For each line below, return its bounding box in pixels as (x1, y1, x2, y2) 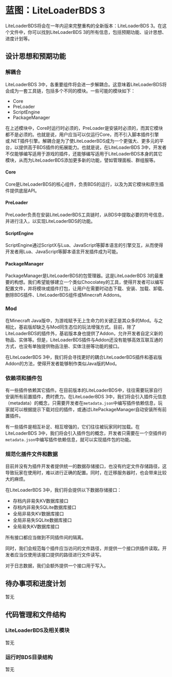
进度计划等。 (5, 35, 32, 42)
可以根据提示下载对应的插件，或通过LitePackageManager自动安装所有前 (14, 407, 167, 413)
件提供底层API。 (5, 187, 40, 194)
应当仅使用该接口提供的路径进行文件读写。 (14, 552, 104, 558)
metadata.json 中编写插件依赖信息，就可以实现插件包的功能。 (5, 437, 134, 443)
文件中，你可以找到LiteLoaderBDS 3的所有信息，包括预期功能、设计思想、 (9, 29, 167, 35)
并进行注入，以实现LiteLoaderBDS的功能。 (5, 218, 96, 224)
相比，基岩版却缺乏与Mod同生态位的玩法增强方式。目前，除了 (5, 324, 136, 330)
